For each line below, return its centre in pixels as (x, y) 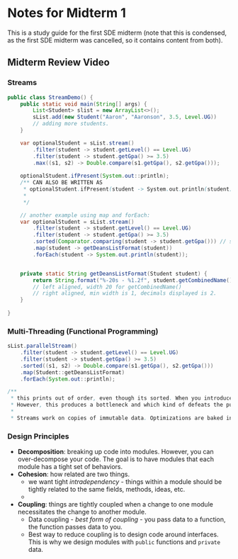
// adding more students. (71, 124)
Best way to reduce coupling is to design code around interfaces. (123, 535)
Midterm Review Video (58, 63)
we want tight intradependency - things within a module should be (125, 482)
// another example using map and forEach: (85, 215)
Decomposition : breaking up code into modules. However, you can (115, 452)
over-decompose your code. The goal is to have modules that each (116, 459)
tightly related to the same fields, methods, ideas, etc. (107, 490)
